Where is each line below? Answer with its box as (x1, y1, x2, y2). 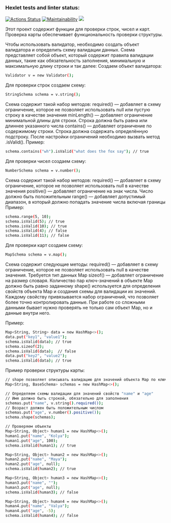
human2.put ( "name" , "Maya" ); (5, 457, 67, 462)
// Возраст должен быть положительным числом (5, 405, 103, 410)
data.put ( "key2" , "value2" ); (5, 353, 67, 359)
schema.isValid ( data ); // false (5, 348, 76, 354)
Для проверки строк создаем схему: (5, 82, 86, 88)
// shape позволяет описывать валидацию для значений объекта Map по (5, 377, 156, 382)
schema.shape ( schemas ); (5, 415, 56, 420)
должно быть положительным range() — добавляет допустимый (5, 193, 146, 200)
